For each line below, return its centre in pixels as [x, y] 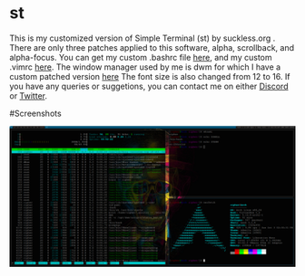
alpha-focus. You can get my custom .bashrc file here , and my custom [141, 57]
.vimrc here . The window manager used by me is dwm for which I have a [145, 67]
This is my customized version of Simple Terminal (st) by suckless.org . [143, 38]
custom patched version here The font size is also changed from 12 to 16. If [150, 76]
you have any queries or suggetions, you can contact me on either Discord [149, 86]
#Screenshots [35, 113]
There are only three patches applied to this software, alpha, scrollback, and [152, 47]
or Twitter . [29, 95]
